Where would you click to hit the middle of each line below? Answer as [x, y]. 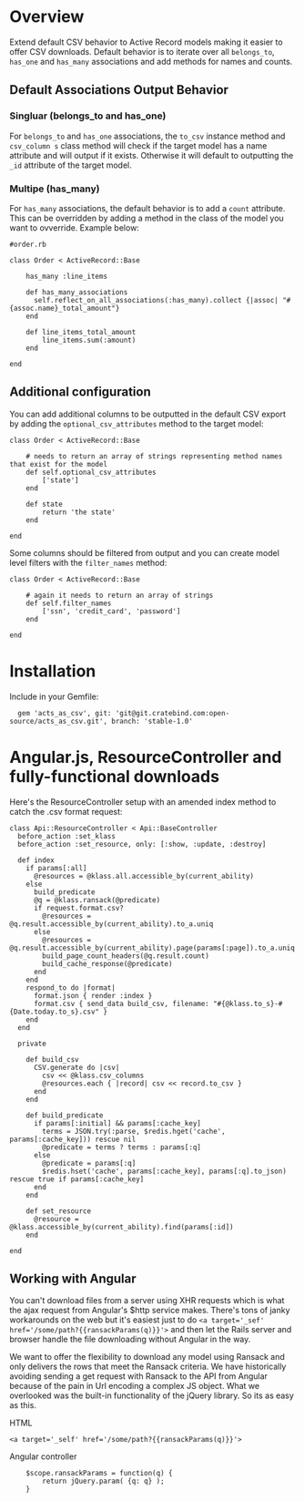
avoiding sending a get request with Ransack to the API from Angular [139, 1376]
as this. [23, 1405]
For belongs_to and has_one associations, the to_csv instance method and [147, 136]
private [32, 1044]
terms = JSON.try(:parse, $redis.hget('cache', [134, 1131]
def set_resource [59, 1211]
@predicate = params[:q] [89, 1163]
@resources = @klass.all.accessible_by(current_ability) [144, 876]
